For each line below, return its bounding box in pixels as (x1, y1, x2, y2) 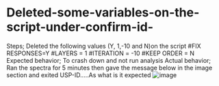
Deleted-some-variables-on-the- (6, 5, 200, 20)
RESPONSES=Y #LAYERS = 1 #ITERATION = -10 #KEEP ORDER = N (6, 49, 194, 57)
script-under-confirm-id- (6, 19, 154, 35)
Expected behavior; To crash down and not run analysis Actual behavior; (6, 56, 211, 64)
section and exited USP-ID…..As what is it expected (6, 70, 151, 79)
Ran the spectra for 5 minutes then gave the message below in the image (6, 63, 213, 72)
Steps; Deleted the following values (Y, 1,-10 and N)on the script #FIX (6, 42, 201, 50)
